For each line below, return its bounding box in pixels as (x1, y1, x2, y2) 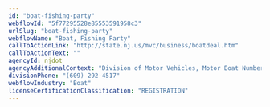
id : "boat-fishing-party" (8, 11, 95, 20)
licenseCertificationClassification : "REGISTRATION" (8, 86, 189, 95)
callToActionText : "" (8, 49, 81, 57)
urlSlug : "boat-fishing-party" (8, 27, 113, 35)
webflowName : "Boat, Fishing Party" (8, 34, 131, 43)
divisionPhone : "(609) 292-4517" (8, 72, 121, 80)
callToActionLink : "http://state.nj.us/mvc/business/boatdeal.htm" (8, 42, 239, 50)
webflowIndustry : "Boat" (8, 79, 92, 87)
